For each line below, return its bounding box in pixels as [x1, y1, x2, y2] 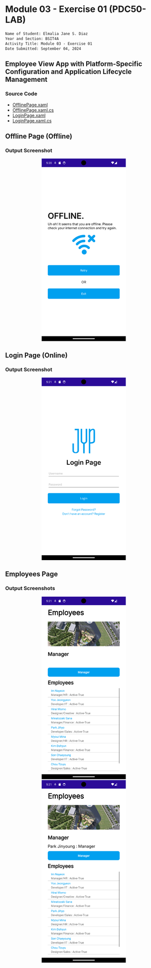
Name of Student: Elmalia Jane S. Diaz [5, 31, 88, 36]
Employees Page [5, 570, 58, 579]
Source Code [5, 90, 37, 97]
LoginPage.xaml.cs [12, 117, 52, 123]
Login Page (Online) [5, 351, 68, 359]
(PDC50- [109, 3, 147, 15]
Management [5, 75, 48, 84]
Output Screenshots [5, 585, 55, 592]
